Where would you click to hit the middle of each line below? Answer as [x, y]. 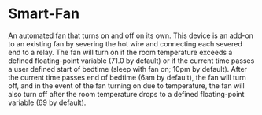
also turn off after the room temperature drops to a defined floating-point [126, 94]
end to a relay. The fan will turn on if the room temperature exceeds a [120, 52]
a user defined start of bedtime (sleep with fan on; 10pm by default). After [128, 69]
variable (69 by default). [47, 102]
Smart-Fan [44, 14]
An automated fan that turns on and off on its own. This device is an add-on [131, 35]
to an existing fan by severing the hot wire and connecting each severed [125, 43]
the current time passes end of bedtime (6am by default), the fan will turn [127, 77]
